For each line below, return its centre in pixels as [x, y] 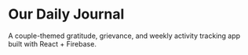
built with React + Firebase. [52, 43]
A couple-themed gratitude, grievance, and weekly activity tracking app [124, 36]
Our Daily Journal [66, 14]
